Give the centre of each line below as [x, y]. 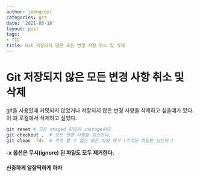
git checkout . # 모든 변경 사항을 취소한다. [59, 135]
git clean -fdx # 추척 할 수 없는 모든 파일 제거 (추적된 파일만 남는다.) [90, 140]
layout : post [23, 29]
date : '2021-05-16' [31, 23]
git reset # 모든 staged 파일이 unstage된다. [60, 129]
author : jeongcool [29, 12]
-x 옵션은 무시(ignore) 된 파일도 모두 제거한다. [60, 153]
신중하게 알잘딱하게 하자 [34, 168]
